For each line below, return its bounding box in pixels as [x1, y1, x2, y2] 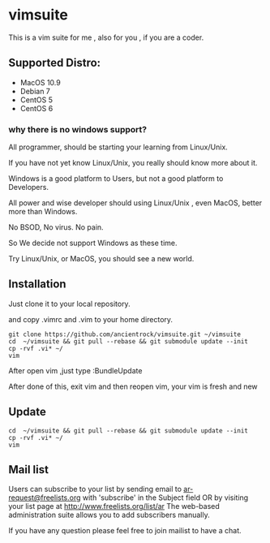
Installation [8, 278, 66, 291]
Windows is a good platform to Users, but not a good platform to [8, 174, 224, 183]
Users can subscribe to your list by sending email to [8, 485, 182, 494]
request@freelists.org [8, 493, 81, 502]
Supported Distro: [8, 56, 101, 70]
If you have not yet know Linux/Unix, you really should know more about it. [8, 158, 258, 168]
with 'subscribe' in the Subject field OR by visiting [82, 493, 249, 502]
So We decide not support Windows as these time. [8, 238, 178, 248]
